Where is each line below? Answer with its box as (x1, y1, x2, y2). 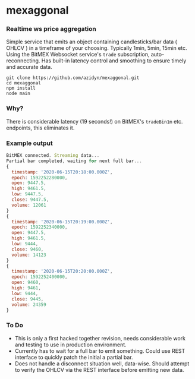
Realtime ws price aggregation (6, 25, 96, 33)
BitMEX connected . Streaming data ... (6, 153, 100, 159)
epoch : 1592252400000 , (11, 274, 68, 280)
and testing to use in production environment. (14, 341, 127, 348)
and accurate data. (6, 64, 52, 71)
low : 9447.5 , (11, 191, 44, 197)
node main (6, 90, 31, 97)
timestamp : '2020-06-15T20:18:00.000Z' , (11, 169, 113, 175)
